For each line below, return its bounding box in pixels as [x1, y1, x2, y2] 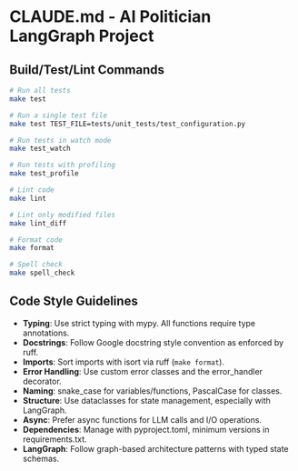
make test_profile [9, 169, 79, 178]
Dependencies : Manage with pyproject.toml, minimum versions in [22, 424, 270, 435]
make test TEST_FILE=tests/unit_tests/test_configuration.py [9, 119, 246, 128]
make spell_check [9, 268, 75, 278]
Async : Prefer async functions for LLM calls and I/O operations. [22, 414, 262, 425]
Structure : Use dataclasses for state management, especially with [22, 395, 271, 406]
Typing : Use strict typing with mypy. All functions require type [22, 317, 256, 328]
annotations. [22, 327, 70, 338]
